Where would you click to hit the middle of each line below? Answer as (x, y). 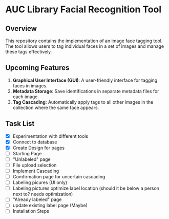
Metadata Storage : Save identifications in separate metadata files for (86, 91)
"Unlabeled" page (31, 159)
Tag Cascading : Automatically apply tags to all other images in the (83, 102)
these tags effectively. (29, 52)
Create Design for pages (39, 148)
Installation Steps (31, 211)
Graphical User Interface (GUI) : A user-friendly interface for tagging (85, 80)
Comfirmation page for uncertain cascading (59, 177)
